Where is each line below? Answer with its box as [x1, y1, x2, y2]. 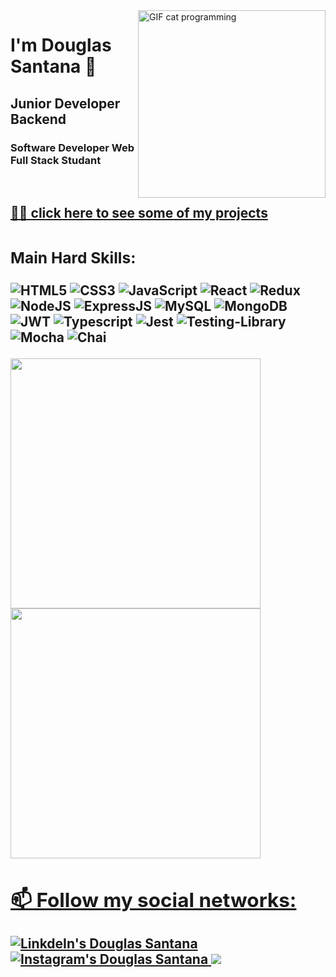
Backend [10, 110, 67, 128]
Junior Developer [10, 95, 121, 112]
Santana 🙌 [10, 55, 97, 78]
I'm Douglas [10, 34, 112, 57]
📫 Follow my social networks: [10, 887, 297, 913]
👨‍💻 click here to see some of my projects [10, 205, 268, 222]
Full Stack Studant [10, 153, 102, 167]
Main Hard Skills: [10, 248, 137, 268]
